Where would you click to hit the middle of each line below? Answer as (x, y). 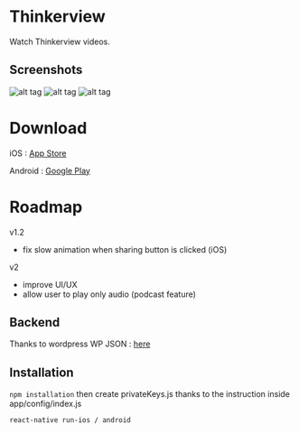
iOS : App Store (38, 153)
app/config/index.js (46, 404)
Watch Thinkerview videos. (60, 41)
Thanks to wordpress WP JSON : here (80, 344)
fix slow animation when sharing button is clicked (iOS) (125, 249)
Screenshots (46, 70)
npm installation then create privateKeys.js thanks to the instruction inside (150, 394)
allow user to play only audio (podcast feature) (109, 294)
